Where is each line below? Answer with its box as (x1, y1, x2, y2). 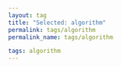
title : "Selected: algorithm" (8, 19, 107, 26)
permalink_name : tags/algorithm (8, 33, 113, 41)
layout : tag (8, 11, 47, 19)
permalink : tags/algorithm (8, 26, 96, 33)
